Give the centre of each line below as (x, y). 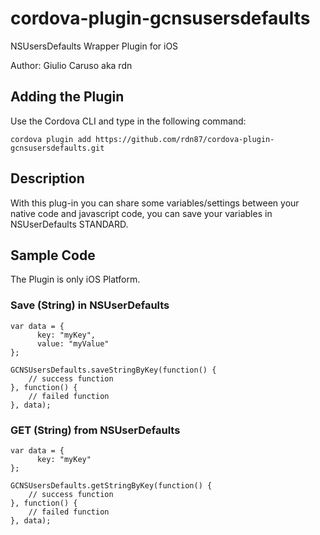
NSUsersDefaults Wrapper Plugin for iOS (94, 46)
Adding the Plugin (67, 97)
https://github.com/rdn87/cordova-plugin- (185, 139)
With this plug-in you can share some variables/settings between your (155, 203)
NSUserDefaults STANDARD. (69, 224)
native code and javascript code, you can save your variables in (141, 213)
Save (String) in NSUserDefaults (90, 305)
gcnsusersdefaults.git (57, 148)
